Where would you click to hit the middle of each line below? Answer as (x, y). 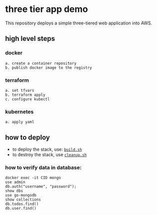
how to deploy (28, 137)
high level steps (30, 39)
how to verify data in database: (43, 167)
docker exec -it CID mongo (33, 178)
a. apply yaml (20, 122)
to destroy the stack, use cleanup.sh (49, 155)
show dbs (14, 191)
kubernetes (19, 112)
